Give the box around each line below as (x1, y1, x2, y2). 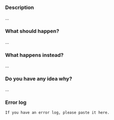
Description (5, 4, 34, 11)
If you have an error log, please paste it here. (5, 110, 110, 116)
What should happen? (5, 28, 59, 35)
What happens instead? (5, 51, 64, 58)
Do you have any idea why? (5, 75, 72, 82)
